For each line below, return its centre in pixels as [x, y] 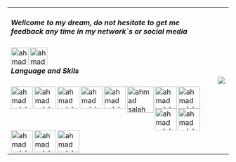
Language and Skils [45, 71]
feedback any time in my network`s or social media [99, 32]
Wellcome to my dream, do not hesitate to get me [96, 22]
